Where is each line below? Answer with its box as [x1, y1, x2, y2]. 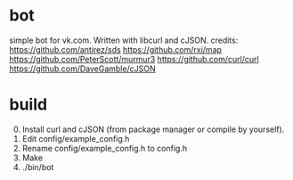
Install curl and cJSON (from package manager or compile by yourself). [21, 124, 285, 135]
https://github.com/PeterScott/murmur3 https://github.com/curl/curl [9, 53, 260, 64]
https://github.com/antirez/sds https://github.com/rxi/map [9, 44, 223, 54]
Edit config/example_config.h [21, 133, 130, 143]
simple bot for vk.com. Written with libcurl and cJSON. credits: [9, 35, 239, 45]
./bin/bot [21, 161, 54, 172]
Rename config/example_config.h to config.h [21, 143, 188, 153]
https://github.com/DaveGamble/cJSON [9, 63, 156, 74]
